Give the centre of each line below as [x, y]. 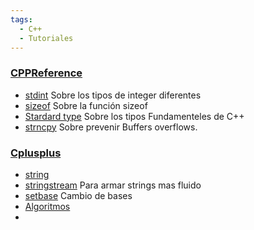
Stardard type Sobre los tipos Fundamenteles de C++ [134, 116]
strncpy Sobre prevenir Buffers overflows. [111, 127]
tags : [21, 19]
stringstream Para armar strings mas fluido [113, 185]
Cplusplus [36, 153]
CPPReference [46, 73]
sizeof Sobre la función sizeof [86, 105]
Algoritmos [47, 206]
